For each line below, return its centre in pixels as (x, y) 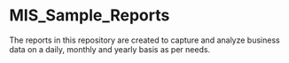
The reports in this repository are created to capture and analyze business (145, 40)
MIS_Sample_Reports (90, 16)
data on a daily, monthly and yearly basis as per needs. (110, 49)
